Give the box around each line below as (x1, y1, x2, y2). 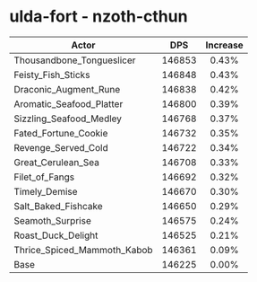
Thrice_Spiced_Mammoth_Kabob (13, 243, 154, 256)
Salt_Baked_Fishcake (13, 199, 103, 212)
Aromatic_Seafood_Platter (13, 97, 124, 110)
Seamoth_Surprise (13, 214, 91, 226)
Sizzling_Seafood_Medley (13, 112, 123, 125)
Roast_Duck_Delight (13, 229, 99, 242)
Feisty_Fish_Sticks (13, 68, 90, 81)
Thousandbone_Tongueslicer (13, 54, 136, 66)
